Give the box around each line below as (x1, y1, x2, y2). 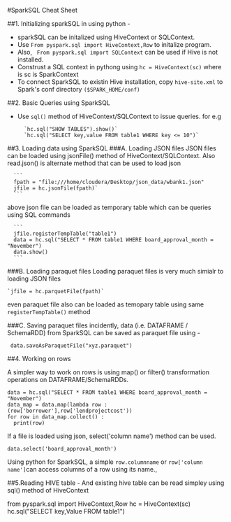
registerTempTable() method (7, 308, 91, 316)
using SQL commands (7, 211, 71, 219)
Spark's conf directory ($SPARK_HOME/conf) (17, 85, 140, 93)
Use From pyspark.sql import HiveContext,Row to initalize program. (17, 41, 211, 48)
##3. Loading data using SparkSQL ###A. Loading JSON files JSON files (7, 144, 216, 153)
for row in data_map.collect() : (7, 414, 105, 421)
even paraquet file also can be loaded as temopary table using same (7, 300, 204, 309)
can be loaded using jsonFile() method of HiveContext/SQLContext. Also (7, 152, 216, 160)
